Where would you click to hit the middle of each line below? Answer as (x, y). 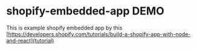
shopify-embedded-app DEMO (85, 11)
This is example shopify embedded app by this (64, 28)
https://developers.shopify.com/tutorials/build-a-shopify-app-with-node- (99, 34)
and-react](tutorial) (30, 40)
